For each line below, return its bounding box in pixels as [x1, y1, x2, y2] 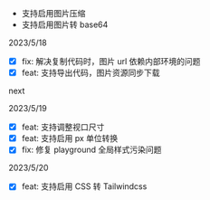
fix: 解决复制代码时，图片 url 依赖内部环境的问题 [21, 56, 201, 66]
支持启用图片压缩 [21, 8, 86, 18]
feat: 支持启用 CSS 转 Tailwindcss [21, 181, 148, 192]
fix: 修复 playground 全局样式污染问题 [21, 144, 162, 156]
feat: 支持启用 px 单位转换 [21, 133, 119, 144]
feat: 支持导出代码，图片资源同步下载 [21, 67, 160, 79]
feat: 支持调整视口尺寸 [21, 121, 105, 133]
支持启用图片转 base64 [21, 19, 109, 30]
